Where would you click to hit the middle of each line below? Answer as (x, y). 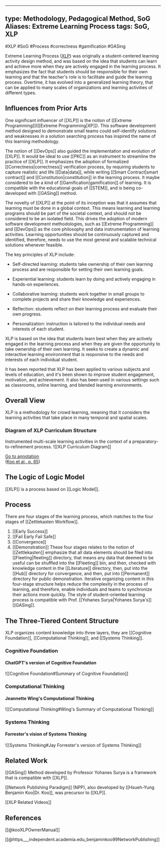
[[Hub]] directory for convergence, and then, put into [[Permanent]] (81, 574)
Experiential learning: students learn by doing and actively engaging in (84, 279)
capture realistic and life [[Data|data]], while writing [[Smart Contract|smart (82, 172)
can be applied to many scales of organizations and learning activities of (79, 87)
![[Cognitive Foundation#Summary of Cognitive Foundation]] (67, 674)
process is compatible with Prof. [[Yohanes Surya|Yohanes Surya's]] (82, 600)
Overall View (25, 400)
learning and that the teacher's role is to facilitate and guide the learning (79, 77)
